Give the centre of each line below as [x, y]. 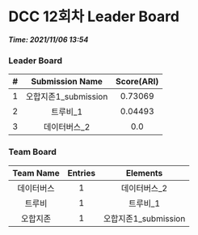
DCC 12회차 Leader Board [94, 17]
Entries [81, 173]
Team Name [36, 173]
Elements [144, 173]
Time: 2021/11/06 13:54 [48, 39]
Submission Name [67, 82]
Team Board [32, 152]
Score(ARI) [137, 82]
